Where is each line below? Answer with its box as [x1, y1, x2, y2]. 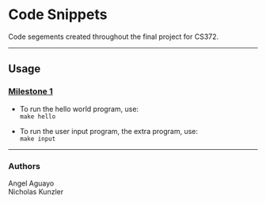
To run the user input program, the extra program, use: [19, 126, 199, 136]
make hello [19, 113, 56, 121]
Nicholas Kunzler [8, 186, 64, 196]
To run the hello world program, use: [19, 104, 139, 113]
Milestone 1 [8, 86, 53, 97]
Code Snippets [8, 6, 108, 24]
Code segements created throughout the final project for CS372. [8, 32, 219, 41]
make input [19, 135, 56, 143]
